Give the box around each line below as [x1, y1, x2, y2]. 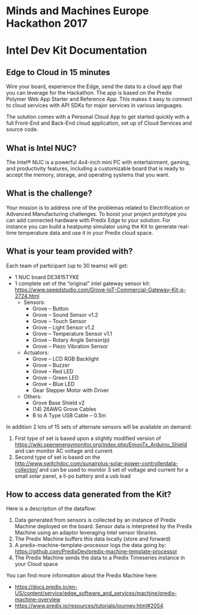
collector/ [14, 466, 38, 473]
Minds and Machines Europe [6, 4, 149, 18]
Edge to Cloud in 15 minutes [6, 67, 111, 77]
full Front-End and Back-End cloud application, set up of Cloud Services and [6, 119, 192, 127]
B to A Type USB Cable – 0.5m [32, 412, 106, 419]
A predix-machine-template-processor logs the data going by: [14, 542, 167, 549]
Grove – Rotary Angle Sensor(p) [32, 336, 110, 344]
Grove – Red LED [32, 368, 74, 375]
